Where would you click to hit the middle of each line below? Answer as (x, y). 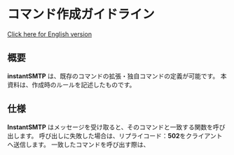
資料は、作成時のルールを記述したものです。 (71, 84)
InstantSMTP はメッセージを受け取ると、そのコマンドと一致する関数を (110, 127)
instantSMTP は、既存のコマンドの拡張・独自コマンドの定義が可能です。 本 (117, 76)
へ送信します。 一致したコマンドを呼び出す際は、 (78, 145)
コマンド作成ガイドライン (81, 14)
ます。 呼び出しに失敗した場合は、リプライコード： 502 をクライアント (121, 135)
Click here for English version (50, 34)
